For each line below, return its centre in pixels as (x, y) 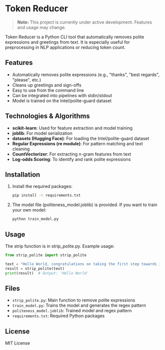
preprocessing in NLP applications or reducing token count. (65, 47)
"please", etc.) (27, 80)
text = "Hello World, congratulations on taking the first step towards (81, 264)
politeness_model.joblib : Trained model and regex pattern (72, 311)
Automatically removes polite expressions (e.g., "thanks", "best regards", (86, 75)
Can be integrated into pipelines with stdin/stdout (62, 95)
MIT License (18, 343)
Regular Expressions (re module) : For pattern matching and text (78, 143)
